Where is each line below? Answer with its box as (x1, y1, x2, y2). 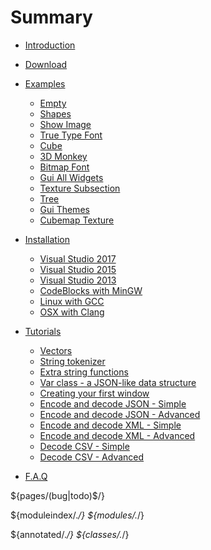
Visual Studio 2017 (39, 252, 117, 265)
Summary (10, 6, 93, 29)
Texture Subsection (39, 182, 121, 194)
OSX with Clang (39, 306, 105, 318)
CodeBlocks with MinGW (39, 284, 143, 296)
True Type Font (39, 129, 103, 141)
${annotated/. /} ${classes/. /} (10, 528, 130, 540)
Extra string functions (39, 366, 129, 378)
